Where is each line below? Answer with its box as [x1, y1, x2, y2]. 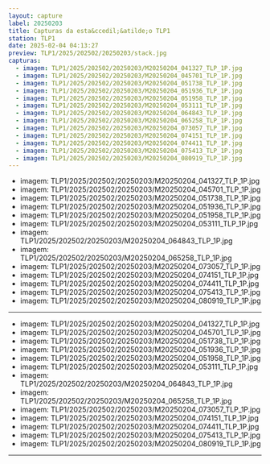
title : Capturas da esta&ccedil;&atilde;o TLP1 [8, 27, 171, 35]
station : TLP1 [8, 34, 56, 43]
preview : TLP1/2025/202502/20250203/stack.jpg [8, 49, 167, 57]
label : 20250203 [8, 19, 63, 27]
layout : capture [8, 11, 63, 20]
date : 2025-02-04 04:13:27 [8, 42, 99, 50]
